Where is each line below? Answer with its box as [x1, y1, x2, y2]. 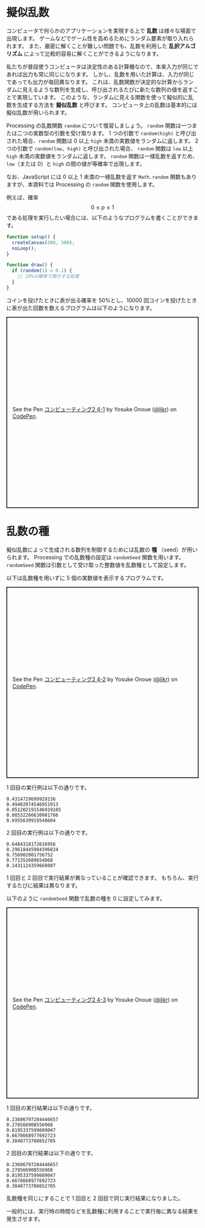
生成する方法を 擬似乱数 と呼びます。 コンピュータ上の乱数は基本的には [16, 101, 198, 108]
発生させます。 [6, 1215, 44, 1222]
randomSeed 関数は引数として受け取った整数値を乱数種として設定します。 [6, 561, 190, 568]
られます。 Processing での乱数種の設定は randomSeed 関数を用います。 [6, 553, 185, 560]
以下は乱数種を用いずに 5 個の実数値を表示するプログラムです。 [6, 574, 167, 581]
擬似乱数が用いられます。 [6, 108, 70, 116]
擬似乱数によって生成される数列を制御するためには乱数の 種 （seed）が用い [6, 546, 198, 553]
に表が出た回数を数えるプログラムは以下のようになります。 [6, 304, 156, 311]
